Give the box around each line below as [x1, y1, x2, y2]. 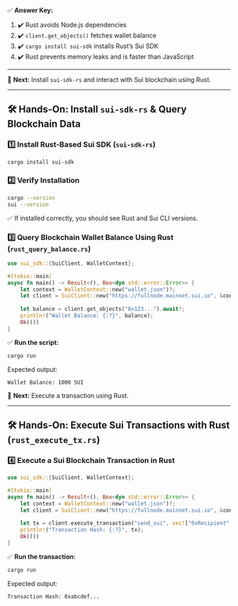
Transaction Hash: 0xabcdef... [7, 593, 100, 600]
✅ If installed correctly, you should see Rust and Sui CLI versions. [7, 214, 198, 222]
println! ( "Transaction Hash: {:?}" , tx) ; [20, 527, 144, 534]
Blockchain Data [7, 118, 81, 130]
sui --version [7, 201, 50, 208]
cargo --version [7, 194, 55, 201]
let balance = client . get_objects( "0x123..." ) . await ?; [20, 306, 186, 313]
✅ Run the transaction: [7, 552, 76, 561]
